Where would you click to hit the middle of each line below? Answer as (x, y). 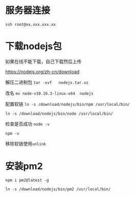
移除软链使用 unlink (26, 143)
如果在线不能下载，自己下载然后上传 (43, 61)
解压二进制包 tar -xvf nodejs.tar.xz (47, 82)
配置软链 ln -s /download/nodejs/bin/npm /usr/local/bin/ (68, 104)
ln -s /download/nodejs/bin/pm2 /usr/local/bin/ (58, 189)
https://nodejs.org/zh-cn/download (42, 72)
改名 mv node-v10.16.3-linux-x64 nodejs (49, 93)
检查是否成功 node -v (28, 124)
